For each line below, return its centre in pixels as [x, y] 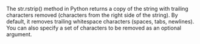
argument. [19, 34]
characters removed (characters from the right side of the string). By [92, 15]
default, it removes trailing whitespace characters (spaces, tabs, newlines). [100, 21]
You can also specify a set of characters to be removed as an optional [94, 28]
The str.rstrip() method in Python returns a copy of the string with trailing [97, 9]
